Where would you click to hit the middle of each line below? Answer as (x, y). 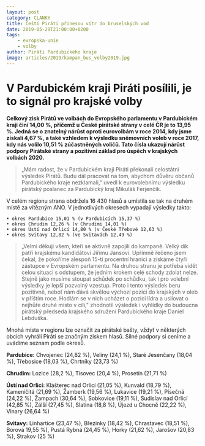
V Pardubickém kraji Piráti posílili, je (99, 88)
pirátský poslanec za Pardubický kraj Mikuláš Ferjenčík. (91, 189)
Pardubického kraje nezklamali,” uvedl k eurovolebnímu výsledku (103, 182)
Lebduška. (35, 318)
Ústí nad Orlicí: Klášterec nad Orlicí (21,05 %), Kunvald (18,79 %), (89, 385)
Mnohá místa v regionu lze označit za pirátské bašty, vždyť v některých (96, 330)
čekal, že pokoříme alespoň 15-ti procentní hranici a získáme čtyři (104, 259)
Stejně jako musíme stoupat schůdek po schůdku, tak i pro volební (105, 279)
